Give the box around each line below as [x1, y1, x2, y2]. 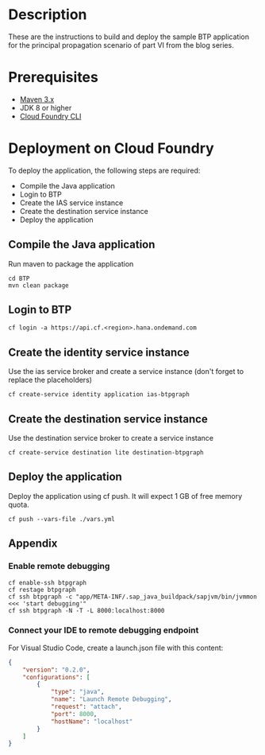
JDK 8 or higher [19, 103, 72, 112]
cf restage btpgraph [8, 586, 77, 593]
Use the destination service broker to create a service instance [8, 434, 214, 443]
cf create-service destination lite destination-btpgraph [8, 449, 204, 457]
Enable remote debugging [8, 561, 110, 572]
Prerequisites [8, 68, 99, 87]
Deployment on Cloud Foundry [8, 139, 214, 158]
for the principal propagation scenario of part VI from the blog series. [8, 40, 234, 49]
